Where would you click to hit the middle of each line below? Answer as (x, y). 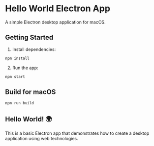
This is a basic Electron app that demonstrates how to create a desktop (77, 133)
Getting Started (29, 37)
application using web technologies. (42, 138)
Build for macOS (31, 92)
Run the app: (25, 68)
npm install (17, 58)
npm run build (20, 103)
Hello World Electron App (58, 9)
